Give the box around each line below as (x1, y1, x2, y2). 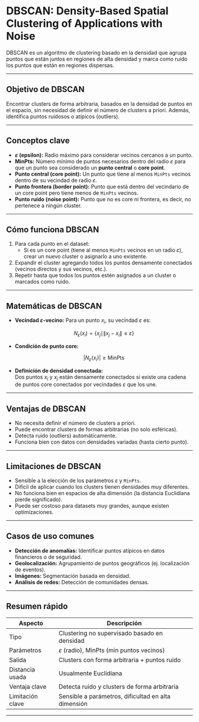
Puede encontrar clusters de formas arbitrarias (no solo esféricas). (14, 426, 178, 433)
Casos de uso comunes (6, 531, 95, 541)
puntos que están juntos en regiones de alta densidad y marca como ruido (6, 55, 188, 62)
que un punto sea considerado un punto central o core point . (14, 164, 166, 171)
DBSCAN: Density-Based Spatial (6, 4, 169, 18)
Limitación (9, 692, 38, 700)
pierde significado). (14, 496, 63, 503)
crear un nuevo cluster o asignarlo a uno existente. (23, 253, 148, 260)
